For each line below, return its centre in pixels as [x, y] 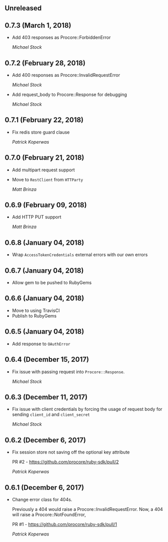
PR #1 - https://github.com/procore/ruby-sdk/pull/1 [64, 524]
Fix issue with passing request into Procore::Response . [68, 372]
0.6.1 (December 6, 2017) [44, 487]
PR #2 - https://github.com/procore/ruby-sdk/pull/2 [65, 462]
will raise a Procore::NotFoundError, [49, 514]
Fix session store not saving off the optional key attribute [71, 452]
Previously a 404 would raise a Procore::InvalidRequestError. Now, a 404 [87, 509]
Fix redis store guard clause [41, 132]
